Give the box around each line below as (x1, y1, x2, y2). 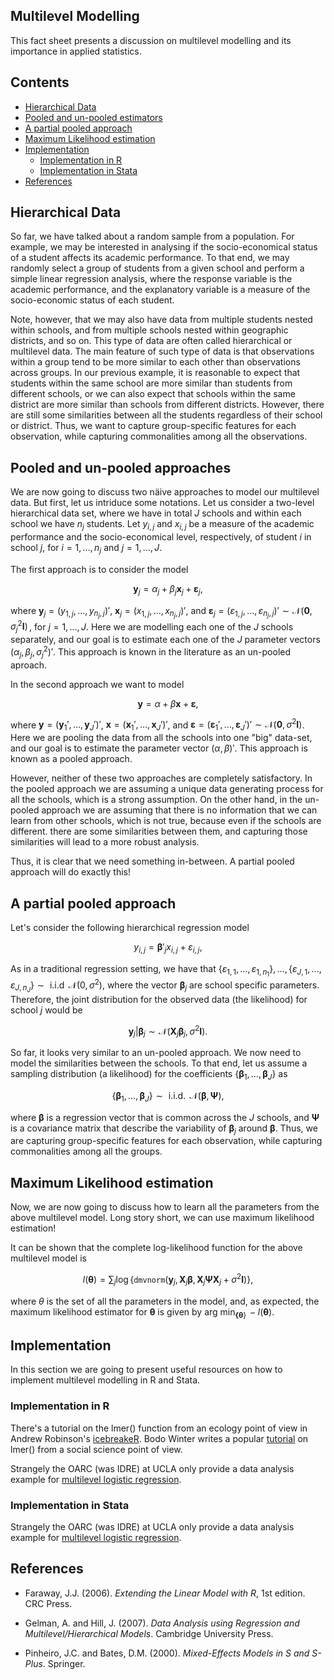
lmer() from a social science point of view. (10, 1443, 183, 1455)
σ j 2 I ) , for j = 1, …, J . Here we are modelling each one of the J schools (10, 619, 294, 635)
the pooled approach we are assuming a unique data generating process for (10, 783, 324, 795)
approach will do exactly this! (10, 866, 131, 878)
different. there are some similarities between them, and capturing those (10, 825, 308, 838)
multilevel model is (10, 1252, 87, 1264)
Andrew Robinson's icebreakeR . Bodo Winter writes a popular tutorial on (10, 1432, 309, 1444)
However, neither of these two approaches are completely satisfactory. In (10, 772, 313, 784)
